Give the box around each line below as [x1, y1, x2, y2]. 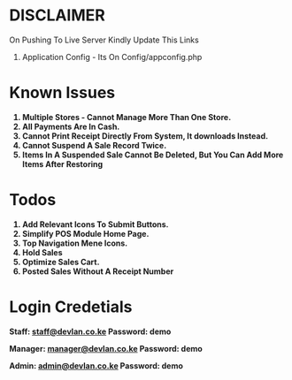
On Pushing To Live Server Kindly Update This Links [9, 34, 199, 45]
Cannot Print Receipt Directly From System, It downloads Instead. [21, 130, 268, 141]
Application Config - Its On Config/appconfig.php [21, 51, 203, 62]
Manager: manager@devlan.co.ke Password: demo [9, 343, 204, 353]
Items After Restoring [21, 158, 104, 169]
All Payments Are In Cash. [21, 121, 120, 132]
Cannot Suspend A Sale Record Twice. [21, 140, 167, 150]
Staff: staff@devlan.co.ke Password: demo [9, 326, 172, 337]
